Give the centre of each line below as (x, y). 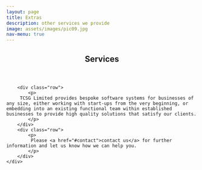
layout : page (23, 12)
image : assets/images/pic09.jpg (47, 29)
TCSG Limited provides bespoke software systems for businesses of (107, 98)
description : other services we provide (58, 23)
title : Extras (24, 18)
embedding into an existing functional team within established (89, 109)
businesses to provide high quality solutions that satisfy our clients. (102, 114)
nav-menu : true (25, 34)
